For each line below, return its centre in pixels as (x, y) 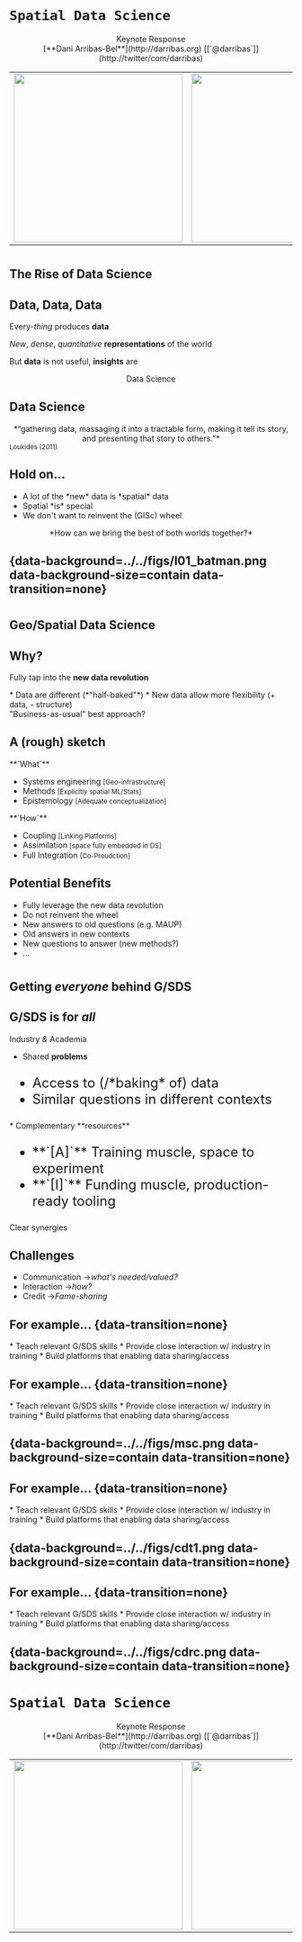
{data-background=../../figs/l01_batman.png (138, 561)
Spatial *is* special (58, 506)
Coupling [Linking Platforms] (69, 836)
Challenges (42, 1255)
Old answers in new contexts (76, 933)
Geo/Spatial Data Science (82, 625)
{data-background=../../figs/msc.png (117, 1444)
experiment (68, 1168)
